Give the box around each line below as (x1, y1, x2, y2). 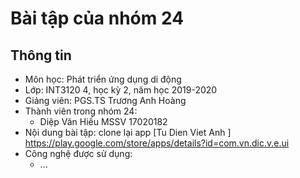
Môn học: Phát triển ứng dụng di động (24, 73, 182, 85)
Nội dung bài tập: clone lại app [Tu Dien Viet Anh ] (24, 127, 232, 138)
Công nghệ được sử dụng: (24, 148, 133, 159)
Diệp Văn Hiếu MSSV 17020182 (39, 116, 168, 127)
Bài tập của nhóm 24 (10, 7, 185, 30)
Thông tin (10, 47, 72, 64)
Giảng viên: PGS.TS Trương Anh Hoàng (24, 95, 187, 106)
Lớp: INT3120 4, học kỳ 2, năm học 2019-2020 (24, 84, 218, 96)
